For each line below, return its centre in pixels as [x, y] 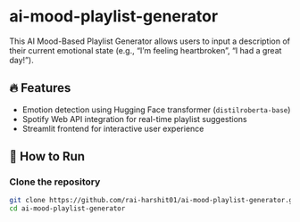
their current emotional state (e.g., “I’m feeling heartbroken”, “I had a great [146, 50]
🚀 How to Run [47, 156]
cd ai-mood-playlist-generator [67, 209]
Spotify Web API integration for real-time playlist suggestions [134, 119]
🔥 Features [40, 88]
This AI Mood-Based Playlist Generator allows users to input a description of [150, 41]
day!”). [21, 60]
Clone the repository [55, 182]
